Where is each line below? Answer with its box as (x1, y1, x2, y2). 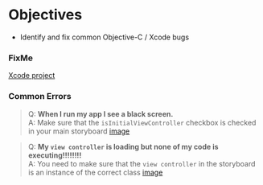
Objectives (8, 6, 83, 24)
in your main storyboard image (27, 126, 130, 136)
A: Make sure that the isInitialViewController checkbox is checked (27, 117, 257, 127)
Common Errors (8, 91, 72, 102)
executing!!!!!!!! (27, 150, 82, 160)
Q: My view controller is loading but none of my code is (27, 142, 219, 151)
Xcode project (8, 71, 55, 80)
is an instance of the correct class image (27, 167, 163, 177)
